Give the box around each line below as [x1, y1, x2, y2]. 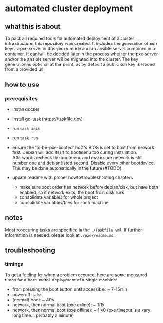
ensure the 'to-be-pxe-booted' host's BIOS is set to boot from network [12, 144, 155, 150]
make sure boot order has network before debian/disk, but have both [19, 184, 159, 190]
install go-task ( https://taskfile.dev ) [12, 116, 83, 122]
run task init [12, 125, 40, 131]
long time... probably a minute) [12, 312, 74, 318]
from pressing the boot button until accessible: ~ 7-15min [12, 286, 128, 292]
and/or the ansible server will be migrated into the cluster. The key [5, 56, 138, 62]
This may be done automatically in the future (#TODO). [12, 165, 123, 171]
